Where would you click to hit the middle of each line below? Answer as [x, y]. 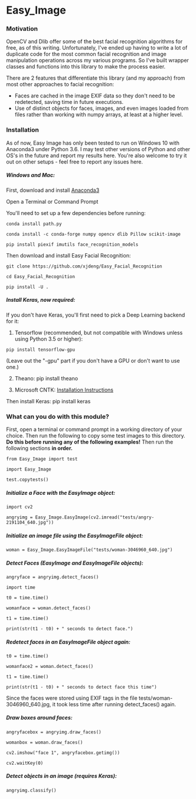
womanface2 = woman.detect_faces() [50, 666]
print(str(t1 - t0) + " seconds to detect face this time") [82, 687]
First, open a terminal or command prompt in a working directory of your [94, 429]
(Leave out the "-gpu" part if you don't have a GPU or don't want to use [93, 360]
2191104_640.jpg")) [30, 522]
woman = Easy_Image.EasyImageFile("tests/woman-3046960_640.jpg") [89, 550]
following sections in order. [39, 448]
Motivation [22, 29]
